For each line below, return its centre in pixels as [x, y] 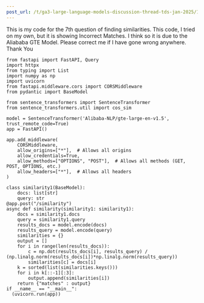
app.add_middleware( [32, 140]
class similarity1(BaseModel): [46, 187]
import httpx [23, 65]
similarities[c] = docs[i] [62, 262]
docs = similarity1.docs [49, 214]
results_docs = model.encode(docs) [62, 225]
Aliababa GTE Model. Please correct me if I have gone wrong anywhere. [96, 42]
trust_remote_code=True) [38, 124]
